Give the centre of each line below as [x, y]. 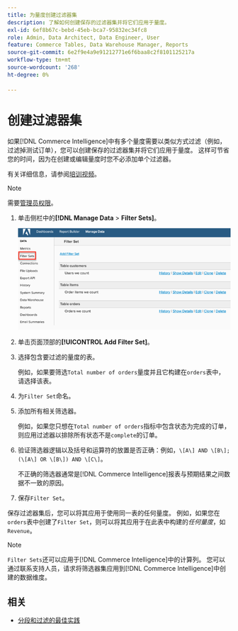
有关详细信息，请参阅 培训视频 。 [54, 174]
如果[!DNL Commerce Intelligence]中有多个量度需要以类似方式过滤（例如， [117, 141]
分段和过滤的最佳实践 [49, 620]
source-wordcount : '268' [44, 67]
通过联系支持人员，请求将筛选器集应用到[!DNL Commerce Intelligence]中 [114, 569]
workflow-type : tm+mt [39, 60]
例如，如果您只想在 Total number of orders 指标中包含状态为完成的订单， [124, 426]
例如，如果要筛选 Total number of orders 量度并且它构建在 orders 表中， [121, 372]
